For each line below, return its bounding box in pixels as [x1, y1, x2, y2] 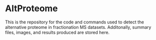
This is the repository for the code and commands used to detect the [5, 19, 144, 25]
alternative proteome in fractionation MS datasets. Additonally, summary [5, 24, 152, 30]
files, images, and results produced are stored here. [5, 29, 110, 35]
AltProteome [5, 3, 58, 14]
